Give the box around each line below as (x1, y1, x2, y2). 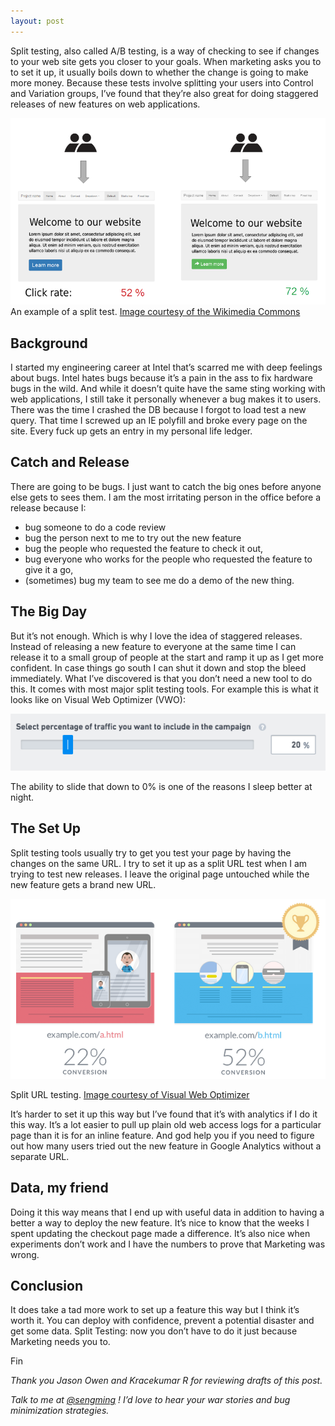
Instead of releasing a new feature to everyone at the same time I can (10, 640, 297, 652)
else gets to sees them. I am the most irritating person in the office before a (10, 491, 322, 503)
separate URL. (10, 1150, 70, 1162)
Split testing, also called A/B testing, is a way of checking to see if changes (10, 45, 320, 57)
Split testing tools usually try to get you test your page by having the (10, 846, 292, 859)
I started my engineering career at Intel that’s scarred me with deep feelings (10, 361, 323, 374)
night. (10, 791, 35, 803)
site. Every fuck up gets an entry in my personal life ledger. (10, 425, 253, 437)
